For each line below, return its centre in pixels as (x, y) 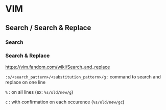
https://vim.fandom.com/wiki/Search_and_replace (58, 67)
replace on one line (26, 82)
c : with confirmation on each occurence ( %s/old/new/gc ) (65, 102)
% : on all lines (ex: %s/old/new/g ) (39, 92)
